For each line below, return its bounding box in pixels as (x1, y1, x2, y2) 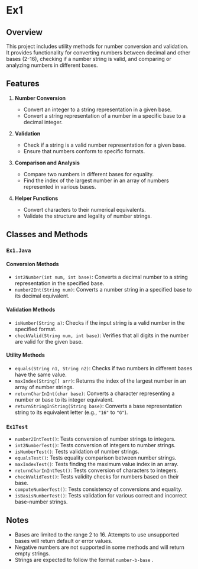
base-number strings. (14, 498, 68, 506)
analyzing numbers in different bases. (6, 62, 99, 69)
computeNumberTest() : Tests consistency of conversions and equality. (14, 486, 183, 493)
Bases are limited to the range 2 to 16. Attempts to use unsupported (14, 531, 179, 538)
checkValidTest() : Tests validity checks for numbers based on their (14, 473, 179, 480)
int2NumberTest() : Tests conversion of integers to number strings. (14, 442, 176, 449)
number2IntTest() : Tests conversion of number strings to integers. (14, 435, 176, 442)
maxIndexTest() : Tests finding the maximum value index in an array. (14, 461, 179, 468)
